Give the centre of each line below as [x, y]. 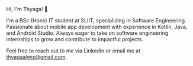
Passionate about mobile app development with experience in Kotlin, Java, [97, 27]
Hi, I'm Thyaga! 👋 [27, 9]
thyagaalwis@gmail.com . [37, 57]
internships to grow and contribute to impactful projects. [75, 39]
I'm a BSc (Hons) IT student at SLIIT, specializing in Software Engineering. [96, 20]
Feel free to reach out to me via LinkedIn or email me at [73, 51]
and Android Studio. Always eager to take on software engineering [87, 33]
